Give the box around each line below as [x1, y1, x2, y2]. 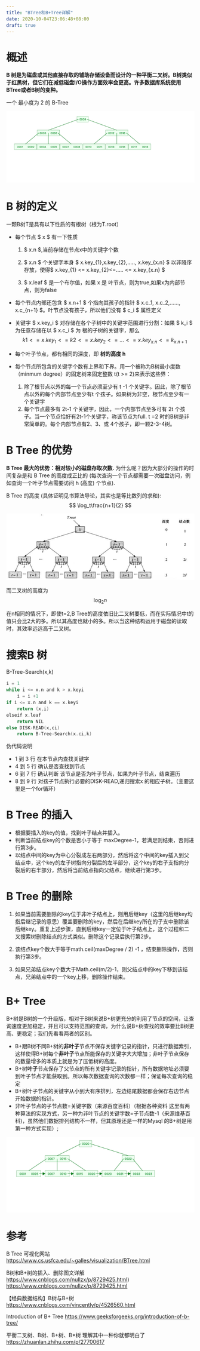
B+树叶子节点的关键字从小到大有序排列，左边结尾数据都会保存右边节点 [14, 1088, 190, 1095]
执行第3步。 [14, 953, 45, 960]
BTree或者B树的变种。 [6, 87, 61, 94]
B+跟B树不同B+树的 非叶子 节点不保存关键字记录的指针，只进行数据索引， [14, 1043, 195, 1050]
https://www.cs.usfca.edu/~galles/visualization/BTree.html [6, 1257, 150, 1264]
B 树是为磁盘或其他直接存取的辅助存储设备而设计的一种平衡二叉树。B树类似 [6, 72, 192, 79]
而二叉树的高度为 [6, 587, 48, 594]
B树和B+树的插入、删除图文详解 [6, 1269, 85, 1276]
